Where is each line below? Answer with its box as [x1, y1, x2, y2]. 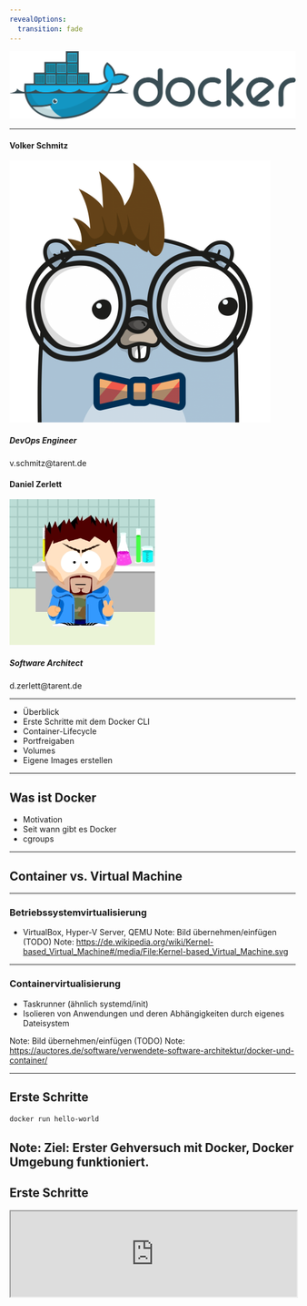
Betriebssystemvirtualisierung [9, 906, 147, 919]
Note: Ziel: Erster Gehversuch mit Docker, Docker [9, 1139, 294, 1156]
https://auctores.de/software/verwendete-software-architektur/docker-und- [9, 1045, 295, 1056]
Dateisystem [22, 1017, 70, 1028]
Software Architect [9, 658, 84, 668]
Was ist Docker [9, 790, 97, 805]
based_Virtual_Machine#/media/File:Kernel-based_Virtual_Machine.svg [22, 946, 289, 957]
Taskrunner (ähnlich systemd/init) [22, 998, 149, 1009]
